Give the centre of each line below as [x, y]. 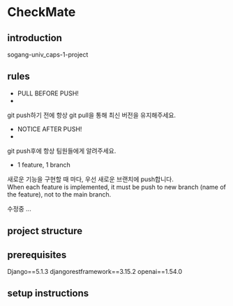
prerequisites [37, 255]
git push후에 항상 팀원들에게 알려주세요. [62, 151]
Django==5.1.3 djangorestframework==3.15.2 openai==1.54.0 [95, 272]
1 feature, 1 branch [44, 165]
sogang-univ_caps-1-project [48, 54]
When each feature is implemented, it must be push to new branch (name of [117, 187]
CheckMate [42, 12]
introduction [35, 38]
